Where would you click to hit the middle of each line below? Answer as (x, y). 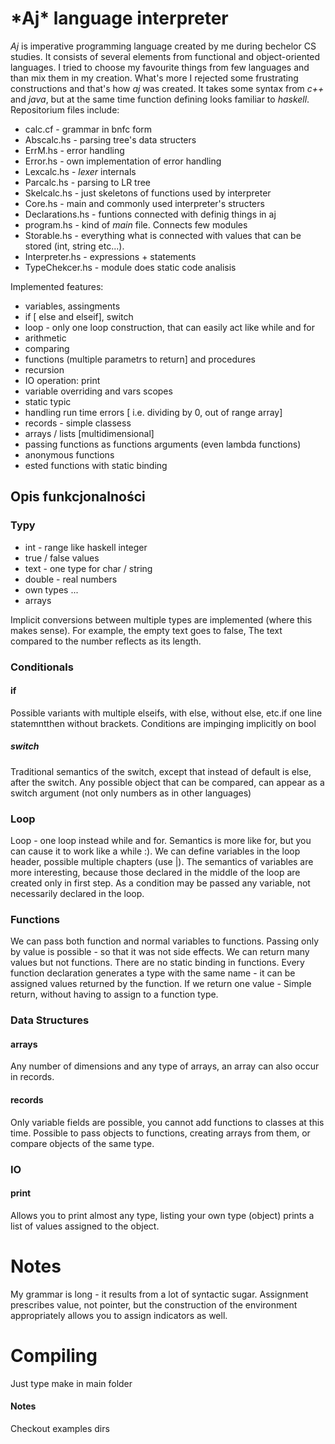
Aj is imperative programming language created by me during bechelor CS (163, 46)
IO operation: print (62, 380)
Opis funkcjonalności (78, 497)
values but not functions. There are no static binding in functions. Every (157, 963)
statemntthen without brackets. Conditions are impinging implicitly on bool (163, 723)
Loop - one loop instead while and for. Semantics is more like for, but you (161, 841)
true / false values (62, 558)
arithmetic (45, 338)
